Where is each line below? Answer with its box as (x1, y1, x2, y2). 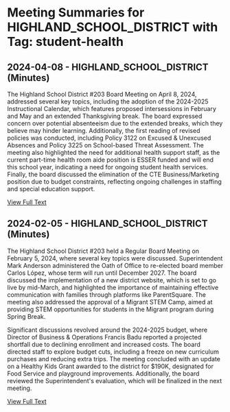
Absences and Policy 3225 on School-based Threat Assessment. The (7, 141, 204, 149)
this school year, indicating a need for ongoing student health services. (7, 163, 208, 171)
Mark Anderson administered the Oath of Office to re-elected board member (7, 261, 224, 269)
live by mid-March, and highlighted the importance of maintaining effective (7, 283, 219, 291)
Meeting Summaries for (7, 5, 145, 21)
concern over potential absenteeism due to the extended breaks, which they (7, 119, 223, 128)
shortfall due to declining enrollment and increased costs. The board (7, 340, 201, 348)
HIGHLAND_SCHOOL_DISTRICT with (7, 19, 218, 35)
